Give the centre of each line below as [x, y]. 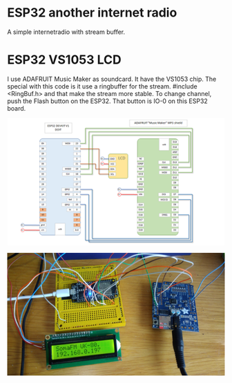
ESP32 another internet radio [92, 13]
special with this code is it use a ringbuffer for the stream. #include [103, 86]
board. [17, 108]
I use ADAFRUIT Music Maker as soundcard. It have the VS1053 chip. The [112, 79]
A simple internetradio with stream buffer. [66, 32]
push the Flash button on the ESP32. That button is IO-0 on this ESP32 [108, 101]
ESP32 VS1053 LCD [65, 60]
